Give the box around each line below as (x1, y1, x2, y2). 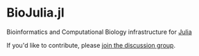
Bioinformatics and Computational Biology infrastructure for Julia (6, 28, 192, 36)
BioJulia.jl (6, 5, 65, 21)
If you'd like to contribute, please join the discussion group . (6, 41, 176, 49)
